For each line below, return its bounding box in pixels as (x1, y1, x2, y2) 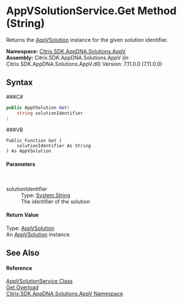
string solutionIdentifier (17, 110, 83, 116)
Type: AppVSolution (6, 224, 55, 231)
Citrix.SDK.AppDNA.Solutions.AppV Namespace (6, 290, 123, 297)
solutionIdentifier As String (17, 143, 92, 149)
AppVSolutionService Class (6, 278, 73, 285)
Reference (6, 265, 32, 272)
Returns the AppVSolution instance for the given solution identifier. (6, 36, 168, 43)
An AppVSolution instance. (6, 231, 71, 238)
